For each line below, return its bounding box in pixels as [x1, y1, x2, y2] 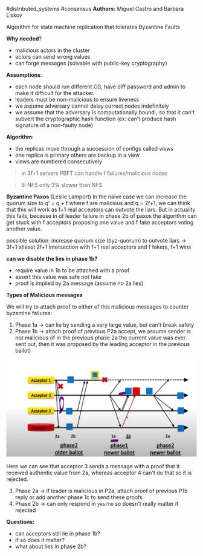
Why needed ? [6, 35, 42, 42]
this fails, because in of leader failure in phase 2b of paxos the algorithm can [6, 212, 197, 220]
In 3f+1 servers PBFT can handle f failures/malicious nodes [21, 169, 168, 177]
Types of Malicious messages [6, 292, 83, 298]
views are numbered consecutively [14, 158, 103, 165]
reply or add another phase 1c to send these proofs [14, 494, 143, 501]
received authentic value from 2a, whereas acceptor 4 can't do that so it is [6, 469, 192, 477]
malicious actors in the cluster [14, 47, 90, 54]
